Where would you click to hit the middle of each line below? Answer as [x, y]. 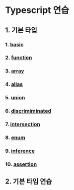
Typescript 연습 [37, 10]
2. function [19, 58]
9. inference [20, 151]
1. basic [14, 44]
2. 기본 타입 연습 [29, 182]
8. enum [15, 137]
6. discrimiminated [28, 111]
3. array [15, 71]
